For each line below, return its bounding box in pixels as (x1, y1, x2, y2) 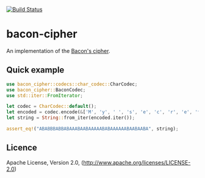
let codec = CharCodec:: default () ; (6, 104, 97, 110)
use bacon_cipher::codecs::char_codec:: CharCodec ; (6, 81, 138, 87)
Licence (6, 143, 38, 153)
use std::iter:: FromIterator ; (6, 92, 84, 99)
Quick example (6, 65, 65, 76)
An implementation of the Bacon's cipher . (6, 47, 110, 54)
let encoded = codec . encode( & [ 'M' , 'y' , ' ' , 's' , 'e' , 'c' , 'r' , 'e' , (6, 109, 193, 115)
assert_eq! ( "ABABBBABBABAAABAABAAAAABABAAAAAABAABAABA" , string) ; (6, 126, 179, 132)
